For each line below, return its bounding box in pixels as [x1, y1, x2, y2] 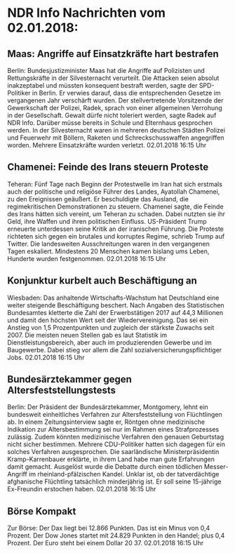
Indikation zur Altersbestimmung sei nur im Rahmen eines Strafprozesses [7, 425, 220, 434]
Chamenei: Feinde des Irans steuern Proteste [7, 161, 209, 173]
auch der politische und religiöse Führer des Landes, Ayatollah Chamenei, [7, 187, 220, 196]
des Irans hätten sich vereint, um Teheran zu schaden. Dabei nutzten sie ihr [7, 209, 226, 218]
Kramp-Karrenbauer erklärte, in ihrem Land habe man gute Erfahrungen [7, 455, 215, 464]
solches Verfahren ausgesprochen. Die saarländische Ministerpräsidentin [7, 448, 220, 456]
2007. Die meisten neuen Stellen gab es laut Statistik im [7, 331, 168, 339]
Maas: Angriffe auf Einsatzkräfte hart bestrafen [7, 48, 219, 60]
